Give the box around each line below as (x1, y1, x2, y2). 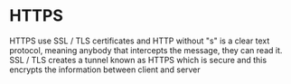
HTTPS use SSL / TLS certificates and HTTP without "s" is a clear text (9, 35, 270, 46)
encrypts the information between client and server (9, 64, 201, 75)
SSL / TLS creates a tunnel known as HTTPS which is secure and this (9, 54, 268, 65)
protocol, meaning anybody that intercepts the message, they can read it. (9, 44, 283, 55)
